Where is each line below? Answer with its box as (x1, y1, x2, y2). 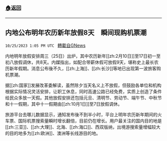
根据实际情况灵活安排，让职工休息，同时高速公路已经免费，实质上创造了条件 (5, 89, 162, 95)
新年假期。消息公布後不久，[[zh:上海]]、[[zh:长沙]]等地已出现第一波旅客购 (9, 66, 161, 72)
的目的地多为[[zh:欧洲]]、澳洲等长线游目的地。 (5, 131, 101, 137)
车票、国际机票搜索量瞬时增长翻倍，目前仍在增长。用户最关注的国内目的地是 (5, 118, 162, 124)
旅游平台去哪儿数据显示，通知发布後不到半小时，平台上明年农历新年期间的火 (5, 112, 162, 118)
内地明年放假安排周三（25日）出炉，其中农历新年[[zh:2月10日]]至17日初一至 (5, 53, 161, 59)
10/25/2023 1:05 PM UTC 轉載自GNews (5, 42, 86, 48)
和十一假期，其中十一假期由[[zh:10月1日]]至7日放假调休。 (5, 101, 123, 107)
